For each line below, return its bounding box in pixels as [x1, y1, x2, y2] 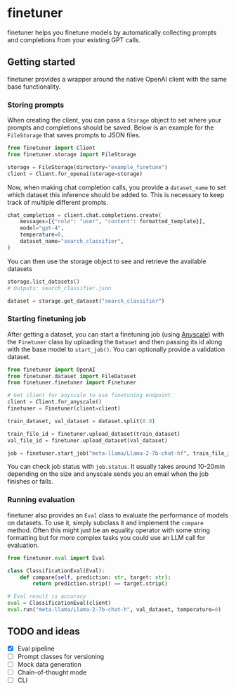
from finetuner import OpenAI [7, 366, 96, 373]
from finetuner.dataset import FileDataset [7, 372, 137, 379]
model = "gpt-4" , [20, 225, 65, 232]
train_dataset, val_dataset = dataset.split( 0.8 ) [7, 418, 156, 425]
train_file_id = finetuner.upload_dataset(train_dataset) [7, 430, 181, 437]
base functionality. [7, 82, 61, 91]
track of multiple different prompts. [7, 198, 109, 206]
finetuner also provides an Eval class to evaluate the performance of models [7, 510, 228, 519]
